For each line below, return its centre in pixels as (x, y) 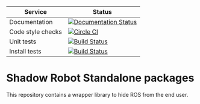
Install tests (25, 51)
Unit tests (23, 41)
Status (102, 12)
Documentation (31, 22)
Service (35, 12)
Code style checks (36, 32)
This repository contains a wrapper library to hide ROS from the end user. (97, 94)
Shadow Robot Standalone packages (100, 78)
